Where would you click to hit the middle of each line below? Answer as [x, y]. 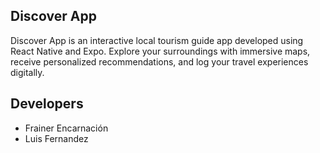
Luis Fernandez [56, 138]
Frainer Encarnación [66, 128]
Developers [47, 104]
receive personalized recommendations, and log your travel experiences [159, 61]
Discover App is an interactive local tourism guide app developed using [157, 40]
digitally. [27, 72]
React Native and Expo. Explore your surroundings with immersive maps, [160, 51]
